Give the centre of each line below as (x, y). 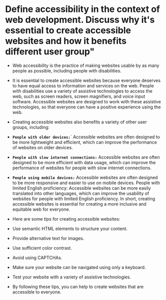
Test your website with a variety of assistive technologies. (72, 277)
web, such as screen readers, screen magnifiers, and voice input (79, 96)
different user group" (50, 52)
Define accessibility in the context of (83, 9)
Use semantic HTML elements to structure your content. (70, 229)
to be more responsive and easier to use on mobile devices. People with (86, 183)
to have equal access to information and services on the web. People (83, 85)
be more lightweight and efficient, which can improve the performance (85, 142)
